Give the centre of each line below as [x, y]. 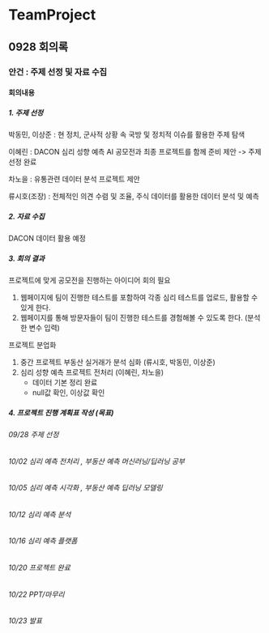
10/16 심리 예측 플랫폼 [43, 541]
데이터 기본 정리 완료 [65, 382]
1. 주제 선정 [26, 113]
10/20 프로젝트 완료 [40, 567]
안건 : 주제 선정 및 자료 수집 [58, 72]
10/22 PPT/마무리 [36, 594]
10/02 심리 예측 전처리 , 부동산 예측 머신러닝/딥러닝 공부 [96, 461]
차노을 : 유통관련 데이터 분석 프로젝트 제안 [74, 179]
